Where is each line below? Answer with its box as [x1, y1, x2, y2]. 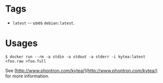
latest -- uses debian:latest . [12, 20, 75, 26]
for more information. [5, 73, 49, 79]
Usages [5, 37, 38, 49]
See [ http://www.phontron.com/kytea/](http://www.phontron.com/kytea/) [5, 67, 158, 73]
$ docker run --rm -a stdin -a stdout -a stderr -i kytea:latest [5, 54, 145, 59]
